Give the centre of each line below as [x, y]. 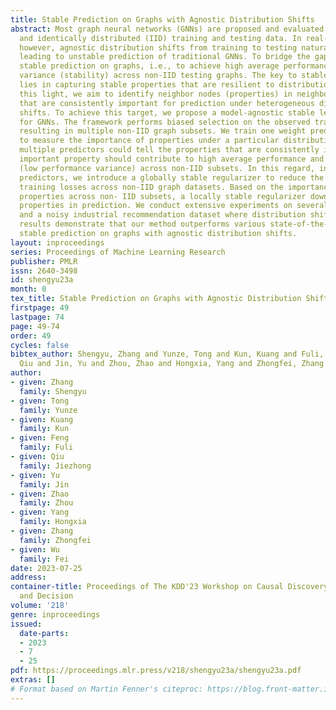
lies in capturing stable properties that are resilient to [147, 85]
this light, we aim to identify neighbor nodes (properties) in [156, 94]
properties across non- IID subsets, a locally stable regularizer [163, 196]
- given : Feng [40, 438]
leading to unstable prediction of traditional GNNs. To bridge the [165, 57]
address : [28, 577]
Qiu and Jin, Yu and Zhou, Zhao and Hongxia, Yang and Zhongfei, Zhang [172, 364]
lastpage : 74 [37, 317]
